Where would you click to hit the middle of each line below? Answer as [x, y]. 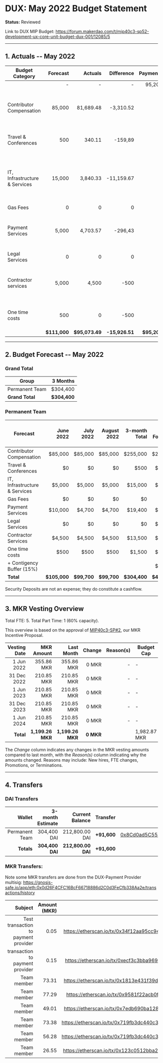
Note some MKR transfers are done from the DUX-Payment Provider [73, 877]
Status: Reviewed [23, 22]
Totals [25, 849]
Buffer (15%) [23, 569]
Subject [24, 908]
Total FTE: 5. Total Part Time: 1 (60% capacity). [52, 620]
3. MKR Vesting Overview [44, 609]
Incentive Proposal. [24, 635]
